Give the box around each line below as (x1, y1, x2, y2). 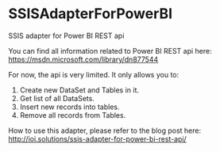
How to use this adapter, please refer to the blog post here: (8, 126, 202, 135)
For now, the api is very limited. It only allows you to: (8, 70, 179, 79)
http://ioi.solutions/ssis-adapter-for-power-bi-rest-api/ (8, 134, 187, 143)
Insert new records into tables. (19, 102, 120, 111)
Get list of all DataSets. (19, 93, 95, 103)
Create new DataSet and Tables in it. (19, 85, 140, 95)
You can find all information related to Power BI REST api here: (8, 46, 212, 55)
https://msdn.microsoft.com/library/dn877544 (8, 55, 159, 64)
